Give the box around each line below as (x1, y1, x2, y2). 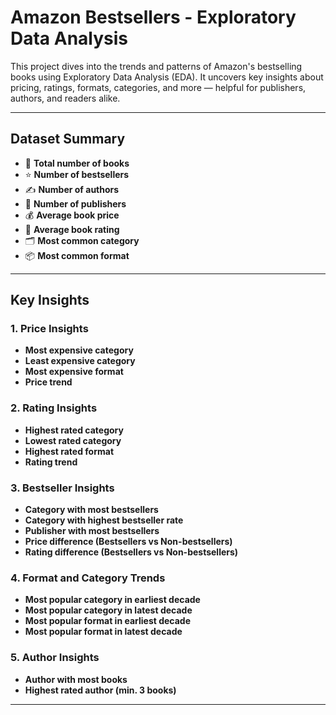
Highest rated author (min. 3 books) (24, 684, 177, 696)
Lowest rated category (24, 434, 122, 446)
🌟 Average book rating (24, 223, 120, 235)
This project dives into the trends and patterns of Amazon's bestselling (10, 60, 303, 72)
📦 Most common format (24, 249, 130, 261)
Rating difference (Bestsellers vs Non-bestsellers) (24, 546, 239, 558)
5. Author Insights (10, 651, 100, 665)
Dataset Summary (10, 131, 126, 148)
